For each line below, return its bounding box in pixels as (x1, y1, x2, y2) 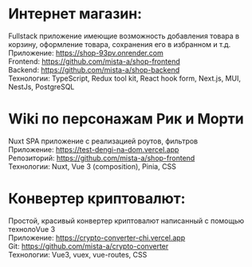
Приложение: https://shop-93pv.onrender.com (8, 48, 163, 57)
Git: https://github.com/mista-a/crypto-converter (8, 241, 169, 251)
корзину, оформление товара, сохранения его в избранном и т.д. (8, 39, 231, 49)
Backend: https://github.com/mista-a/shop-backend (8, 65, 180, 74)
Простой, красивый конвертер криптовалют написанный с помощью (8, 216, 245, 226)
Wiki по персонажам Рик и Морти (8, 110, 245, 128)
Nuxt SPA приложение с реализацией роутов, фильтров (8, 136, 199, 146)
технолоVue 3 (8, 224, 56, 234)
